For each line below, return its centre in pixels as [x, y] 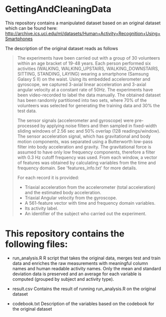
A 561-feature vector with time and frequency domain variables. [90, 203]
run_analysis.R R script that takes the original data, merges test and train [86, 258]
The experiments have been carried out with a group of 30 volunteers [89, 58]
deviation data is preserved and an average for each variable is [77, 274]
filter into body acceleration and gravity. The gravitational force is [84, 147]
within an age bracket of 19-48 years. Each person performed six [84, 63]
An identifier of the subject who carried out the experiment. [85, 213]
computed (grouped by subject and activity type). [63, 279]
